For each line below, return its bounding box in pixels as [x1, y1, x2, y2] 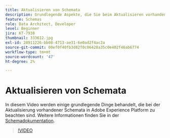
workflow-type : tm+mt [5, 49, 51, 54]
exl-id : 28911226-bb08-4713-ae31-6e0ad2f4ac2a [5, 40, 105, 45]
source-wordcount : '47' [5, 54, 56, 59]
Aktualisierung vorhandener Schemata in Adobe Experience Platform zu [5, 107, 155, 113]
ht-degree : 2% [5, 59, 35, 64]
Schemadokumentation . [5, 118, 55, 124]
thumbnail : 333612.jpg [5, 36, 53, 41]
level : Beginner [5, 26, 39, 31]
